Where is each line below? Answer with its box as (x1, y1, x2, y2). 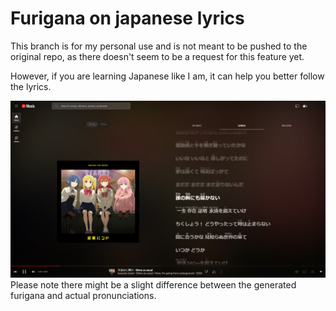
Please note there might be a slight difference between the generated (10, 279, 297, 291)
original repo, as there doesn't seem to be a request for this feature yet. (10, 50, 305, 62)
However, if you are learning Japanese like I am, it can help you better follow (10, 70, 325, 82)
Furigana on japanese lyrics (10, 7, 245, 30)
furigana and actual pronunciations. (10, 290, 157, 302)
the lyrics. (10, 80, 52, 92)
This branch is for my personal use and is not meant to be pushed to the (10, 40, 308, 52)
